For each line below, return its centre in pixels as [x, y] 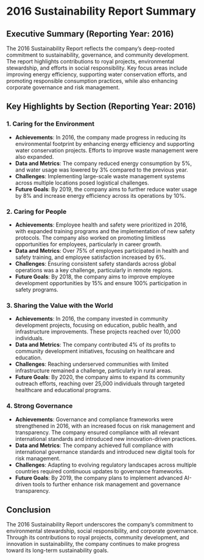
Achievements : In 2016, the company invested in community [92, 319]
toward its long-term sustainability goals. [58, 550]
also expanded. [34, 156]
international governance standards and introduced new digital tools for [105, 452]
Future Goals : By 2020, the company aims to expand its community [100, 377]
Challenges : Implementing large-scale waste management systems [100, 176]
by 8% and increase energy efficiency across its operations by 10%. [100, 195]
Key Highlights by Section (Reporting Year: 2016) [101, 107]
